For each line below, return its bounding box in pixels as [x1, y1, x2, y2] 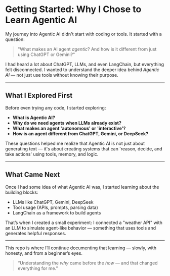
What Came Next [5, 171, 60, 179]
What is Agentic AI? [12, 115, 56, 121]
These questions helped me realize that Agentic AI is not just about [5, 140, 145, 146]
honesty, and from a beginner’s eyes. [5, 250, 82, 256]
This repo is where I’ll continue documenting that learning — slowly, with [5, 245, 157, 251]
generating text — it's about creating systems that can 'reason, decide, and [5, 145, 163, 152]
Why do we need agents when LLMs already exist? [12, 120, 121, 126]
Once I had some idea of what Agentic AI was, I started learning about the [5, 184, 159, 190]
